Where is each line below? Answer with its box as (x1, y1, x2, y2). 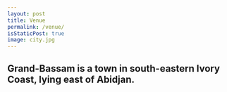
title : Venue (7, 17, 46, 24)
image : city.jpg (7, 37, 55, 44)
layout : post (7, 10, 46, 18)
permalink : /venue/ (7, 23, 65, 30)
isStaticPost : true (7, 29, 65, 37)
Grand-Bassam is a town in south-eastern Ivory (7, 63, 221, 74)
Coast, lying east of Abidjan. (7, 73, 135, 85)
